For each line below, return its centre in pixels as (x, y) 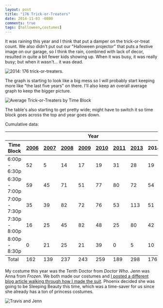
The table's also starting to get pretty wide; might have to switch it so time (79, 110)
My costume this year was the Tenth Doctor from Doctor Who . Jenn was (77, 271)
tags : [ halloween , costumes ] (33, 28)
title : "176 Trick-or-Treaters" (38, 14)
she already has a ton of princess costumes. (49, 292)
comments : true (20, 23)
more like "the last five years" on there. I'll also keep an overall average (76, 86)
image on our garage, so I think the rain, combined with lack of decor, (74, 52)
